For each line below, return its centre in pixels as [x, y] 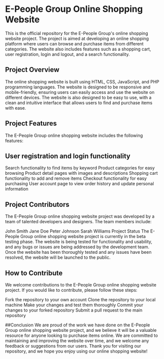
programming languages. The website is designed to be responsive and [78, 87]
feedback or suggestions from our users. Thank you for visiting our [73, 346]
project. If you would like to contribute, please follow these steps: [71, 290]
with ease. [16, 108]
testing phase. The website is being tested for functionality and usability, [79, 242]
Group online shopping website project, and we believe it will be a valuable [81, 330]
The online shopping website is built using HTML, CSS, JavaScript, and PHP [82, 81]
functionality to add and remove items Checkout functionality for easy [76, 178]
